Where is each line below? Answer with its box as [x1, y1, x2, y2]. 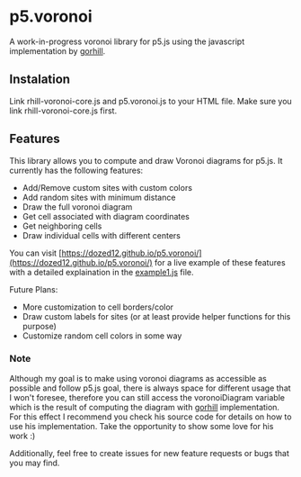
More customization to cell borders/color [22, 301, 173, 312]
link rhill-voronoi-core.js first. [9, 105, 118, 116]
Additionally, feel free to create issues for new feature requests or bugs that [9, 447, 290, 458]
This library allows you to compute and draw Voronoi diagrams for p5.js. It [9, 155, 283, 166]
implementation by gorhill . [9, 45, 106, 56]
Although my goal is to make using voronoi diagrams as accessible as [9, 373, 267, 383]
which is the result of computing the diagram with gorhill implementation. [9, 401, 280, 412]
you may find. [9, 457, 60, 468]
